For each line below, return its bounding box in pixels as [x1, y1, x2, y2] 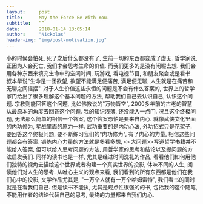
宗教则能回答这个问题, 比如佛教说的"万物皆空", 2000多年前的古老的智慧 [14, 100, 193, 107]
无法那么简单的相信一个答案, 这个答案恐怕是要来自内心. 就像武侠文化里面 [14, 115, 196, 122]
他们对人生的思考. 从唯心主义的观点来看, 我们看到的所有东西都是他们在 [11, 168, 188, 175]
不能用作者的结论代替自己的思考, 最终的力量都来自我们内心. [6, 191, 155, 198]
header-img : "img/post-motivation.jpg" [6, 37, 107, 43]
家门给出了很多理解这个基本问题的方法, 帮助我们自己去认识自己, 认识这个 [6, 92, 188, 100]
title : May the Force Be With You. [6, 15, 110, 21]
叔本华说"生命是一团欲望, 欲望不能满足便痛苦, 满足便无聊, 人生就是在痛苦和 [6, 77, 193, 84]
